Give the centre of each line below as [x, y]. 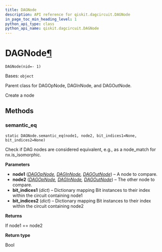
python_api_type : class [30, 24]
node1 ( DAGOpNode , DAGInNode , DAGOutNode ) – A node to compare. [85, 174]
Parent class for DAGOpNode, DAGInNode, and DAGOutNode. [69, 86]
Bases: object [19, 76]
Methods [19, 111]
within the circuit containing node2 [48, 206]
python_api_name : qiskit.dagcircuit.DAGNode [52, 29]
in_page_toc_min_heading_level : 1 [41, 19]
